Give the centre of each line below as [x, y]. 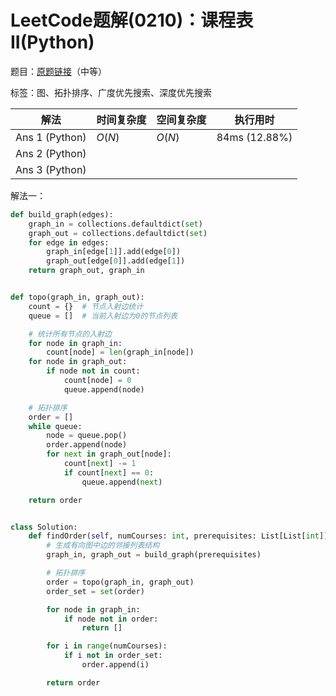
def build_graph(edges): [62, 214]
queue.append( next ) [122, 482]
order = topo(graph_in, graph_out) [120, 582]
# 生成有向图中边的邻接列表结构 [103, 546]
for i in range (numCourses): [107, 646]
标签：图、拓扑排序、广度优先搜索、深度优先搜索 [111, 92]
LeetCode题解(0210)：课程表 [132, 20]
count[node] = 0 [97, 381]
